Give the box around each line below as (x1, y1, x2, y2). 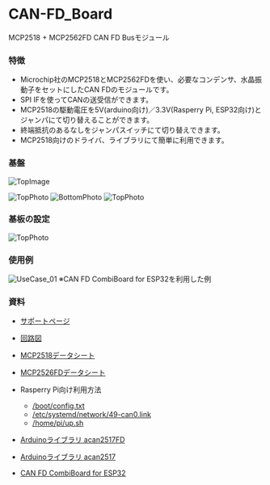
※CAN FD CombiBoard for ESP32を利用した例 (58, 274, 212, 284)
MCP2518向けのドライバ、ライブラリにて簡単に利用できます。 (19, 135, 229, 145)
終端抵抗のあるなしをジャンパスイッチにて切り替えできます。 (19, 125, 225, 135)
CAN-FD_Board (8, 5, 113, 23)
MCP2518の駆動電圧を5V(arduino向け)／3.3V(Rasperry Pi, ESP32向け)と (19, 105, 262, 115)
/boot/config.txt (32, 401, 85, 411)
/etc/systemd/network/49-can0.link (32, 410, 152, 420)
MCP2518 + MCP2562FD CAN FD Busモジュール (8, 32, 170, 42)
